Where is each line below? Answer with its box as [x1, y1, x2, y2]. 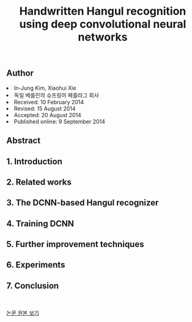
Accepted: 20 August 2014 [14, 111, 81, 118]
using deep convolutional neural [19, 17, 186, 31]
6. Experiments [6, 260, 65, 270]
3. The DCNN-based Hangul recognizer [6, 198, 159, 208]
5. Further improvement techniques [6, 239, 144, 249]
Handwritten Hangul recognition [19, 4, 186, 18]
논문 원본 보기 [6, 309, 40, 317]
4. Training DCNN [6, 218, 75, 229]
